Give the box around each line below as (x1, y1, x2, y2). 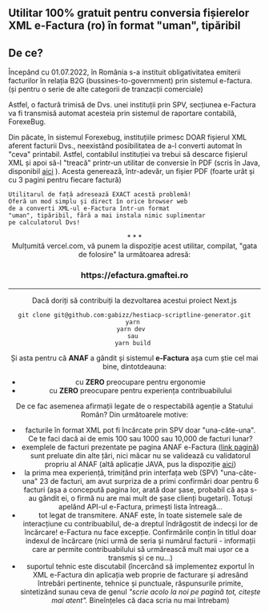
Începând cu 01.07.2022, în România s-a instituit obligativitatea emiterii (8, 67, 242, 77)
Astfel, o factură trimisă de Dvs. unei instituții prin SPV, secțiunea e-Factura (8, 100, 256, 110)
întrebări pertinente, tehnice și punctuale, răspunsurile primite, (37, 578, 243, 588)
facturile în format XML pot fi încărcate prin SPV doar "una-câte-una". (25, 425, 256, 435)
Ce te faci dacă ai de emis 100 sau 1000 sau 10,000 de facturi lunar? (27, 433, 254, 443)
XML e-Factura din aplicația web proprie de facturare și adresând (32, 570, 248, 579)
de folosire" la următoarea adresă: (78, 250, 191, 260)
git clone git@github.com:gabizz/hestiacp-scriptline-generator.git (18, 311, 251, 319)
